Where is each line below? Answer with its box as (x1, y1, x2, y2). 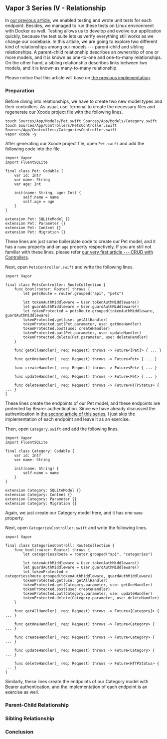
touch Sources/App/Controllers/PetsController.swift (5, 123, 117, 128)
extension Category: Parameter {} (5, 496, 77, 502)
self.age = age (23, 199, 55, 204)
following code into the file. (5, 146, 61, 152)
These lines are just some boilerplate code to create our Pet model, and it (5, 239, 156, 245)
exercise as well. (5, 689, 39, 695)
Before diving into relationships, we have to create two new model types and (5, 98, 163, 104)
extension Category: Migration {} (5, 501, 77, 506)
